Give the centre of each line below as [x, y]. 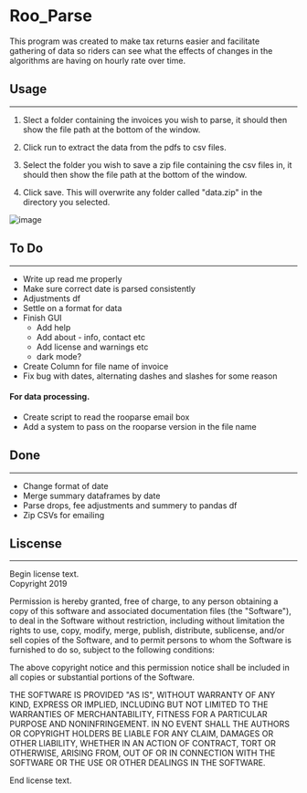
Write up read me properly [72, 278]
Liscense [36, 543]
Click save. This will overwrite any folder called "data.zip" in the [143, 192]
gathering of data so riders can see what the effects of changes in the [141, 50]
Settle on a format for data [72, 308]
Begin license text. [44, 574]
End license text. [41, 780]
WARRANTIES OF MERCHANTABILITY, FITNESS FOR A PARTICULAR [138, 715]
